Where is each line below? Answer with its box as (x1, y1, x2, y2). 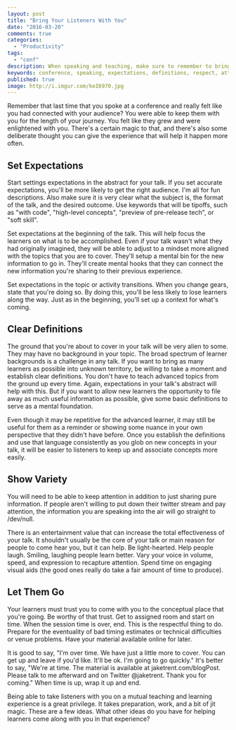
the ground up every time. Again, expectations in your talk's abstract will (7, 379, 217, 388)
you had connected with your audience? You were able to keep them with (7, 109, 220, 118)
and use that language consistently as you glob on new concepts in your (7, 438, 217, 446)
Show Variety (7, 474, 68, 485)
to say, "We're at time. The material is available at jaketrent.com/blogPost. (7, 663, 221, 672)
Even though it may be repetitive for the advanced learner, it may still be (7, 415, 216, 423)
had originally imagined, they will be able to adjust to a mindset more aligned (7, 245, 229, 253)
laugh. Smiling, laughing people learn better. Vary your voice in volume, (7, 550, 214, 559)
